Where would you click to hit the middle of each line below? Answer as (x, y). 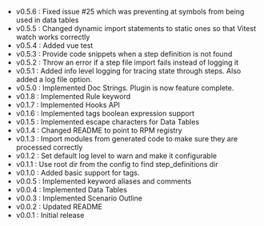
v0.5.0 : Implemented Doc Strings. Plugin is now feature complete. (125, 88)
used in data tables (47, 20)
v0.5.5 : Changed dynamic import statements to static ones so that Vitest (136, 28)
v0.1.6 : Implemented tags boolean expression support (105, 113)
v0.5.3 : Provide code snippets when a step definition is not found (124, 54)
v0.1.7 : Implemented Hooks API (68, 105)
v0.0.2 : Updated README (59, 206)
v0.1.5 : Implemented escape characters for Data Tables (108, 122)
